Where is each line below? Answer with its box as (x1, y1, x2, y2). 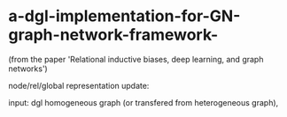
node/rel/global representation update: (8, 80, 150, 91)
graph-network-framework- (8, 25, 219, 45)
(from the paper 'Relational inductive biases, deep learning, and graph (8, 54, 264, 64)
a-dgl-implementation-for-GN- (8, 6, 241, 26)
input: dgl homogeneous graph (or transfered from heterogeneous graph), (8, 97, 279, 107)
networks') (8, 63, 48, 74)
